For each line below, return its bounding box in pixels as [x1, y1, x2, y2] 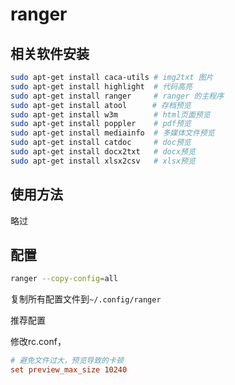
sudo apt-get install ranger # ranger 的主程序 [10, 91, 225, 101]
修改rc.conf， [10, 336, 67, 348]
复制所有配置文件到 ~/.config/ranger [10, 293, 162, 305]
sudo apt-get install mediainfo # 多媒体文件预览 [10, 128, 215, 138]
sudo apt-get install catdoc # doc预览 [10, 138, 192, 148]
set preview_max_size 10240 [10, 365, 128, 375]
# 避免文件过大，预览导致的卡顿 [10, 356, 124, 366]
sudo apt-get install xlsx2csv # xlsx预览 [10, 156, 196, 166]
